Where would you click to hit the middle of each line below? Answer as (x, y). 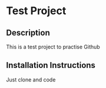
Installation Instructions (51, 65)
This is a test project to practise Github (53, 47)
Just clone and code (31, 79)
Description (28, 33)
